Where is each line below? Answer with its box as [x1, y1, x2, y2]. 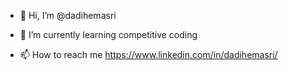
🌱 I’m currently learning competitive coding [19, 29, 198, 40]
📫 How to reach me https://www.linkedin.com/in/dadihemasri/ [19, 49, 278, 60]
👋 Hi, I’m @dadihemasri [19, 10, 117, 21]
